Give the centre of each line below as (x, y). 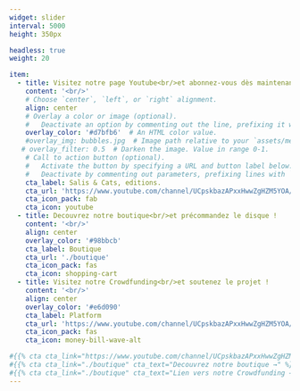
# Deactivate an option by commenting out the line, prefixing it (155, 125)
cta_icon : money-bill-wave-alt (83, 340)
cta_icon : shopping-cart (71, 274)
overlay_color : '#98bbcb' (74, 241)
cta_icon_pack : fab (62, 199)
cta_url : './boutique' (67, 257)
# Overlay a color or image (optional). (101, 116)
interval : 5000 (37, 26)
